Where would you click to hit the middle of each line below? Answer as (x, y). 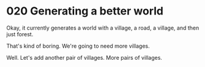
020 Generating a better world (85, 11)
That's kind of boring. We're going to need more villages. (78, 46)
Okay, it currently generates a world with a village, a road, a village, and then (103, 28)
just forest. (20, 34)
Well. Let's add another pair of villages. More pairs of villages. (84, 57)
